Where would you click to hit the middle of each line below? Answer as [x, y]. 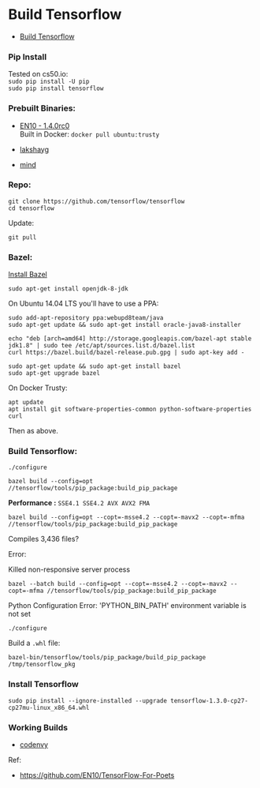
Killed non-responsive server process [69, 569]
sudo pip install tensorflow [56, 88]
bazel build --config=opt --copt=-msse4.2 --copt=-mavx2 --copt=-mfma [126, 518]
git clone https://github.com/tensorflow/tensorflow [97, 201]
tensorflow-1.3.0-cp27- [209, 700]
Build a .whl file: [34, 643]
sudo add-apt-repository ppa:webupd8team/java [86, 318]
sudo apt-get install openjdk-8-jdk [68, 289]
